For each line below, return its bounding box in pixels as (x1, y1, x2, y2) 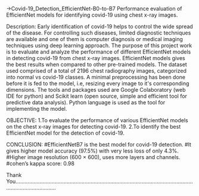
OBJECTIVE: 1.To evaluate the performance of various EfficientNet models (6, 117, 189, 124)
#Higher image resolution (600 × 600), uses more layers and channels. (6, 154, 181, 160)
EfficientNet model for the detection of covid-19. (6, 129, 125, 136)
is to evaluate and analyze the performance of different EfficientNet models (6, 48, 191, 55)
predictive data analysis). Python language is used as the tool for (6, 99, 166, 106)
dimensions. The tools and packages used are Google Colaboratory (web (6, 86, 186, 93)
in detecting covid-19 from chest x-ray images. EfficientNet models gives (6, 55, 186, 61)
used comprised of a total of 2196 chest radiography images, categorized (6, 67, 186, 74)
